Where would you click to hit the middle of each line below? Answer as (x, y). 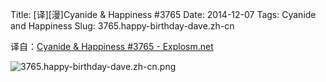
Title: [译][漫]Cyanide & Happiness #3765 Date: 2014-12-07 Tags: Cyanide (163, 14)
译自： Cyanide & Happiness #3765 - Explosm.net (112, 46)
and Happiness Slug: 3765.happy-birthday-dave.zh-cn (122, 26)
